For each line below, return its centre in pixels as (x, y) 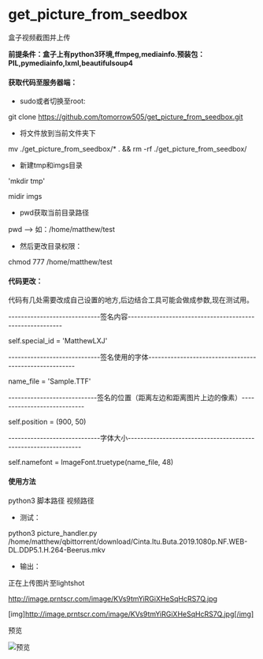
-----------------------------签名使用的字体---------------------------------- (132, 358)
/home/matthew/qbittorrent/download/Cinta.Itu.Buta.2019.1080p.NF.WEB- (128, 541)
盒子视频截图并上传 (39, 37)
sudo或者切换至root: (52, 101)
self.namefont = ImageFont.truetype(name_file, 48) (91, 462)
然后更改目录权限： (51, 246)
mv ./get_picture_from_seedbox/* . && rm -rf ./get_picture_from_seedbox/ (128, 149)
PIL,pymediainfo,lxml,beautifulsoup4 (71, 63)
